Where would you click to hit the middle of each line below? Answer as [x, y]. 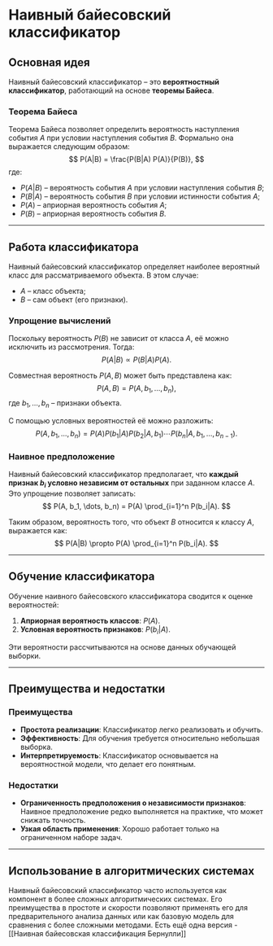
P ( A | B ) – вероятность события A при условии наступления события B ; [142, 188]
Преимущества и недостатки [87, 688]
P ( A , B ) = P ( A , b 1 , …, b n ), [136, 390]
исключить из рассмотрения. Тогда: [71, 347]
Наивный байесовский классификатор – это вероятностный [114, 82]
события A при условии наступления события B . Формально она [121, 138]
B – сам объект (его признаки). [74, 300]
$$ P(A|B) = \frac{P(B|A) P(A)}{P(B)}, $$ [136, 160]
